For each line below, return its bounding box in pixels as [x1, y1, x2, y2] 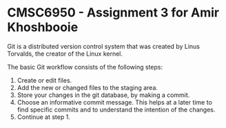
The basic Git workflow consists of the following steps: [7, 63, 163, 71]
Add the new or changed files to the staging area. [17, 83, 158, 92]
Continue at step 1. [17, 112, 70, 121]
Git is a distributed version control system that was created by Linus [7, 42, 200, 50]
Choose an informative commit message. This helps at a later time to [17, 98, 212, 106]
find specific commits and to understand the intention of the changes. [17, 105, 216, 114]
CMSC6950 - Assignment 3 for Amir [7, 5, 219, 21]
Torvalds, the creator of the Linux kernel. [7, 50, 123, 58]
